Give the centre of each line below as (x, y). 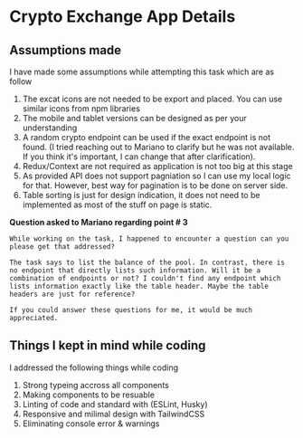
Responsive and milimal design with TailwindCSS (114, 414)
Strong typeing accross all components (95, 385)
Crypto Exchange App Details (123, 17)
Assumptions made (66, 50)
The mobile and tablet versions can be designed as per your (134, 118)
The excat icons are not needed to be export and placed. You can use (152, 99)
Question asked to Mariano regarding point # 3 (99, 222)
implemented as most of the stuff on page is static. (117, 205)
